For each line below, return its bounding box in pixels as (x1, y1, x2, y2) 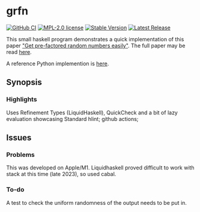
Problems (6, 150, 35, 159)
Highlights (6, 95, 37, 104)
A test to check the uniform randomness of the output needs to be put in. (6, 199, 187, 206)
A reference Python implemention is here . (6, 60, 109, 67)
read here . (6, 48, 32, 55)
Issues (6, 133, 32, 143)
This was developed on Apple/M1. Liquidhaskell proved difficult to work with (6, 164, 195, 171)
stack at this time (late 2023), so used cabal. (6, 171, 117, 178)
